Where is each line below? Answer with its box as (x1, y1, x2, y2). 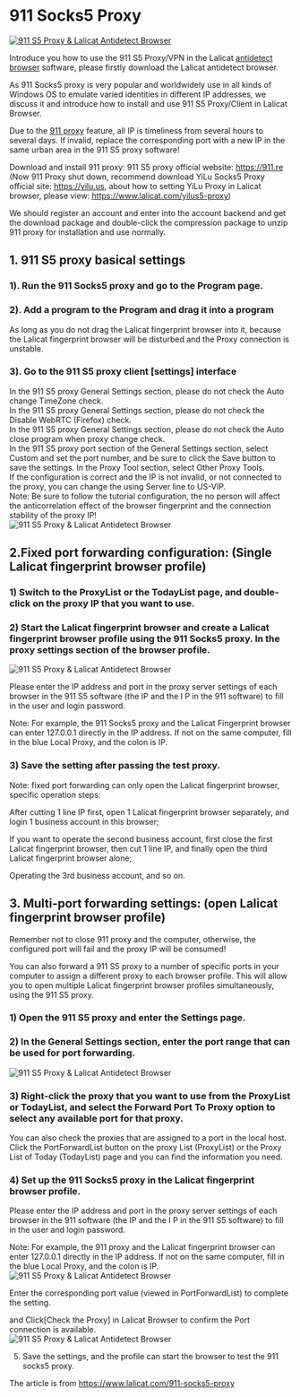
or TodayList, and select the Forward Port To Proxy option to (9, 1100, 276, 1113)
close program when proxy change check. (9, 433, 166, 444)
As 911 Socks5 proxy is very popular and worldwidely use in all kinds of (9, 79, 272, 90)
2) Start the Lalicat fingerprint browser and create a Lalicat (9, 621, 270, 634)
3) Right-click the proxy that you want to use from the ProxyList (9, 1089, 291, 1102)
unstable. (9, 343, 44, 354)
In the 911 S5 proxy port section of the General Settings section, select (9, 443, 269, 454)
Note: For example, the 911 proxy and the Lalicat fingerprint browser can (9, 1242, 276, 1253)
